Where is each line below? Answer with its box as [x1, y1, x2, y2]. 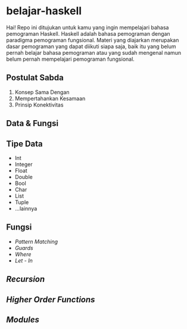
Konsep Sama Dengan [14, 88, 70, 96]
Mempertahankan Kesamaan [14, 95, 86, 102]
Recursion [6, 274, 45, 284]
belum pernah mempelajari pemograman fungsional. [6, 55, 135, 62]
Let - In [14, 257, 33, 264]
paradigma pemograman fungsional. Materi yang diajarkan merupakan [6, 36, 179, 43]
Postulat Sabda [6, 73, 64, 83]
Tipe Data [6, 139, 43, 149]
